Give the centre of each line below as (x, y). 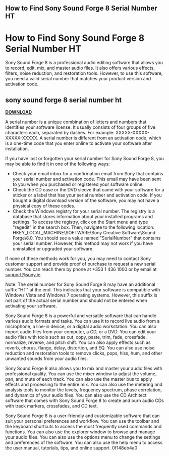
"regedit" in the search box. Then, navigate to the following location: (83, 227)
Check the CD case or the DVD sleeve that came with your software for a (88, 190)
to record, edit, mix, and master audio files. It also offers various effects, (80, 68)
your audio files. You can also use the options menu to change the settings (83, 437)
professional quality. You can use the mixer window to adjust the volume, (81, 374)
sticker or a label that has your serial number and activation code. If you (87, 195)
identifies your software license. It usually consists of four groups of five (80, 127)
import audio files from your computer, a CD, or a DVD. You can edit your (81, 332)
